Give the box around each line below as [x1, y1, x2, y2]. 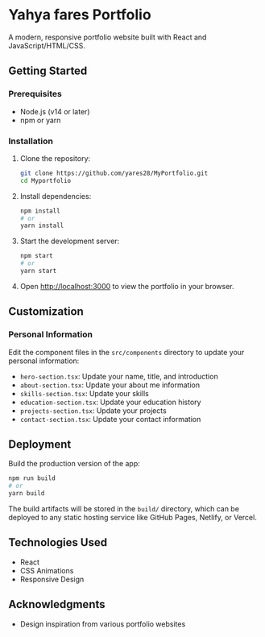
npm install [19, 207, 60, 215]
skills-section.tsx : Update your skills [19, 388, 149, 398]
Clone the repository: [19, 153, 91, 163]
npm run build [8, 474, 56, 482]
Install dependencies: [19, 191, 92, 201]
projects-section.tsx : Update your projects [19, 405, 167, 416]
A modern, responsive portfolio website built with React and [8, 32, 207, 42]
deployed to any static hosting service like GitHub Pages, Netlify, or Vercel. [8, 513, 258, 523]
